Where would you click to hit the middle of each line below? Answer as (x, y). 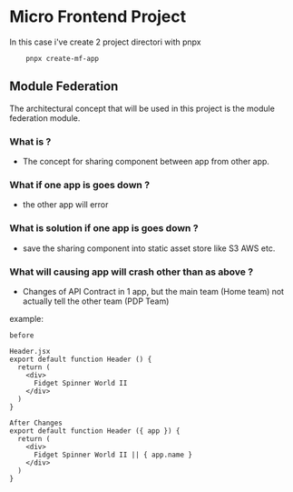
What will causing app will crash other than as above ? (132, 272)
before (22, 335)
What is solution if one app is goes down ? (104, 228)
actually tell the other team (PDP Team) (96, 301)
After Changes (36, 423)
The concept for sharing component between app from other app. (146, 162)
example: (26, 318)
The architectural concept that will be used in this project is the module (142, 108)
